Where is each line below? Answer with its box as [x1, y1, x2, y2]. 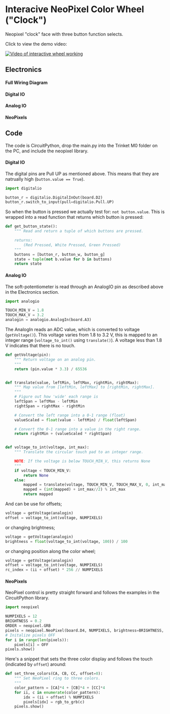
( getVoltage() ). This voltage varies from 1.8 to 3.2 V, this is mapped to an [5, 332, 158, 338]
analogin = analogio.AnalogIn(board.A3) [5, 318, 92, 323]
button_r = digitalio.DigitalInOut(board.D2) [5, 195, 103, 200]
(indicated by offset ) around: [5, 661, 67, 667]
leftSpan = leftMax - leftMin [14, 399, 78, 404]
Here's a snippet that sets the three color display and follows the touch [5, 656, 153, 662]
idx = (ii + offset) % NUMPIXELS [23, 695, 94, 700]
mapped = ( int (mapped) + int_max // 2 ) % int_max [23, 487, 125, 492]
